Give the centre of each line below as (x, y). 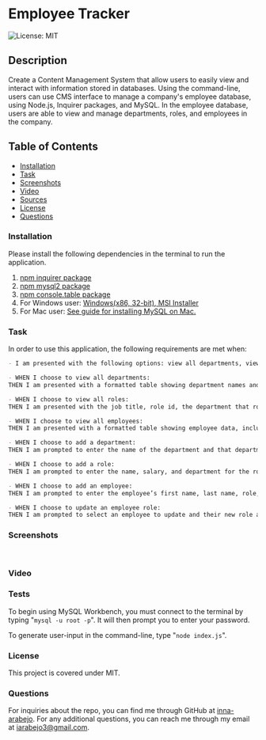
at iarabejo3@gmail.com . (49, 727)
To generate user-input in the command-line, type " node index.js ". (118, 635)
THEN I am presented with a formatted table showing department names (127, 385)
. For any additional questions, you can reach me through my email (141, 719)
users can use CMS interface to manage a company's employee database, (130, 97)
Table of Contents (53, 147)
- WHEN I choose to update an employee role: (84, 507)
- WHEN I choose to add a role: (61, 465)
